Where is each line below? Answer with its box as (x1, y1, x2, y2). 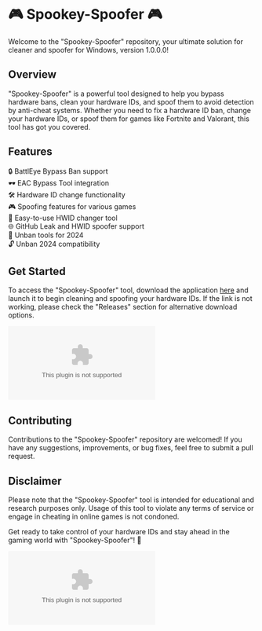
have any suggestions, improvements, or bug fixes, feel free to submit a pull (8, 443, 253, 453)
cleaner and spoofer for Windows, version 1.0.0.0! (8, 45, 169, 54)
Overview (8, 68, 57, 82)
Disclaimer (8, 474, 62, 487)
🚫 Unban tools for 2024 (8, 230, 84, 240)
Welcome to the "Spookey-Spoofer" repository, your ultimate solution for (8, 36, 243, 46)
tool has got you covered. (8, 122, 91, 131)
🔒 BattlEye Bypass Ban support (8, 166, 108, 176)
